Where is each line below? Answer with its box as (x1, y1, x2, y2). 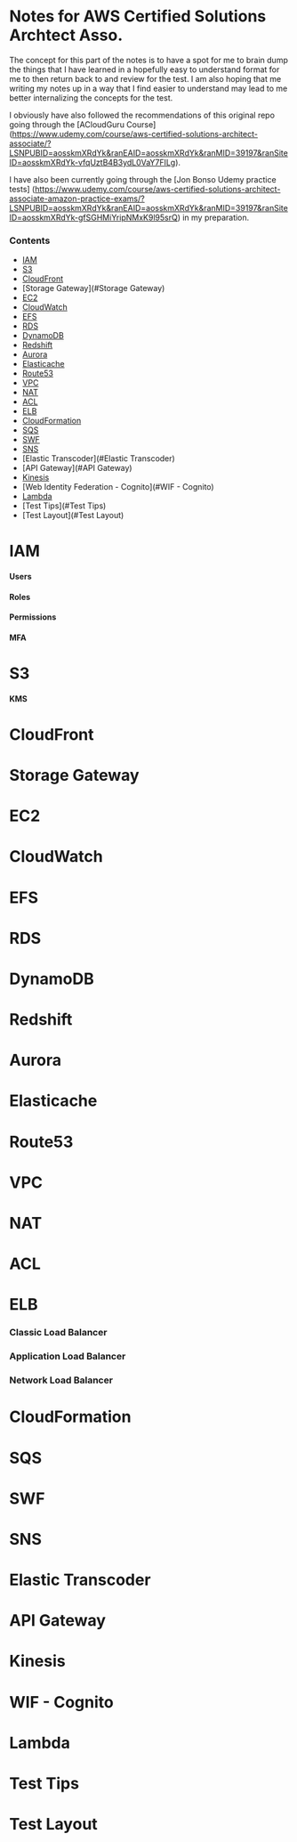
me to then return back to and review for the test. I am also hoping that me (9, 73, 282, 84)
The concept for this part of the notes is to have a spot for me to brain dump (9, 54, 289, 65)
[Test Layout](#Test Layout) (21, 510, 124, 521)
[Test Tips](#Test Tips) (21, 500, 107, 511)
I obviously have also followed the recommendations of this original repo (9, 110, 276, 120)
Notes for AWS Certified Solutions (9, 6, 267, 27)
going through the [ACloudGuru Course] (9, 118, 157, 130)
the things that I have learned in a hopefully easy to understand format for (9, 64, 280, 75)
